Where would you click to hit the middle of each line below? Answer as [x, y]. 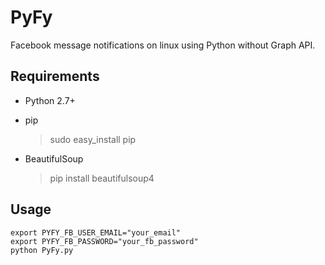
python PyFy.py [42, 250]
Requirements [55, 76]
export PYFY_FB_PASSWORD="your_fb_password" [104, 241]
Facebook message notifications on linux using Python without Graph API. [163, 45]
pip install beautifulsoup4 [102, 178]
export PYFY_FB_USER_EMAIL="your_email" [96, 232]
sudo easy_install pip [93, 139]
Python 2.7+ [50, 100]
